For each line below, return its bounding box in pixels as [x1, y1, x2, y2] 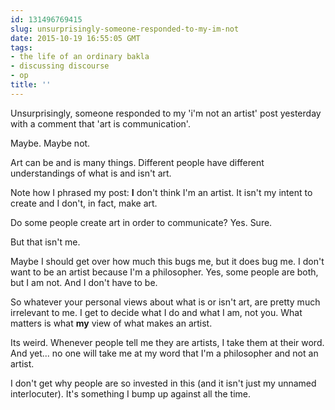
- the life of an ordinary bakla [10, 52, 150, 62]
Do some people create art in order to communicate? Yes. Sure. [10, 216, 273, 228]
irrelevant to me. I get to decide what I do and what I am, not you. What [10, 306, 303, 318]
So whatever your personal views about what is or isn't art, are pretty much [10, 296, 321, 308]
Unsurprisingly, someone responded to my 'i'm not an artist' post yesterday [10, 107, 322, 119]
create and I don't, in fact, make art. [10, 197, 158, 209]
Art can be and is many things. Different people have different [10, 156, 265, 168]
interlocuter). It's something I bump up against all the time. [10, 387, 252, 400]
